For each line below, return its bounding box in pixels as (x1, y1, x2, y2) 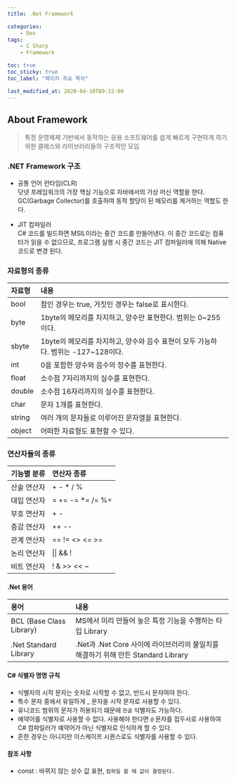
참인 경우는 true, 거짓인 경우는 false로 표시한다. (40, 299, 189, 309)
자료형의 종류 (7, 265, 49, 275)
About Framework (7, 113, 88, 125)
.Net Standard (11, 640, 57, 650)
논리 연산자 (11, 548, 46, 558)
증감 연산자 (11, 522, 46, 532)
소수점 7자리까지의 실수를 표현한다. (40, 373, 150, 383)
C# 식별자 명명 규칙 (7, 671, 60, 679)
